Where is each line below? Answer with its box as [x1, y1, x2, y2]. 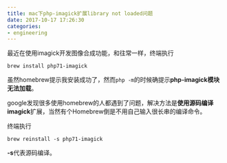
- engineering [7, 29, 48, 36]
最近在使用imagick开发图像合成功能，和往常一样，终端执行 [7, 49, 174, 57]
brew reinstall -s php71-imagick [7, 135, 103, 143]
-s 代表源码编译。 [7, 149, 56, 157]
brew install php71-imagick [7, 63, 88, 69]
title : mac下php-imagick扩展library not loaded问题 [7, 10, 153, 17]
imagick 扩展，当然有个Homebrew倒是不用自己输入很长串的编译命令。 [7, 107, 206, 116]
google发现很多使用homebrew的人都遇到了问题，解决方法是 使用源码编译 [7, 99, 214, 107]
